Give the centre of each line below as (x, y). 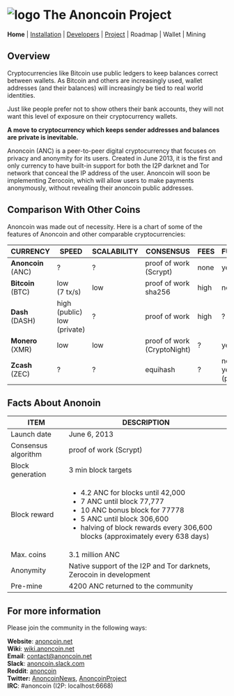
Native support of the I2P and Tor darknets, (139, 566)
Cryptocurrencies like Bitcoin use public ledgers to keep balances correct (112, 73)
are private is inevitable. (43, 137)
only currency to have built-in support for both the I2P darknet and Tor (108, 165)
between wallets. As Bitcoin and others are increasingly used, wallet (105, 80)
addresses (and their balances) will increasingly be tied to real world (105, 88)
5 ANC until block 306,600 (125, 519)
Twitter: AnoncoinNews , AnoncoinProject (67, 679)
